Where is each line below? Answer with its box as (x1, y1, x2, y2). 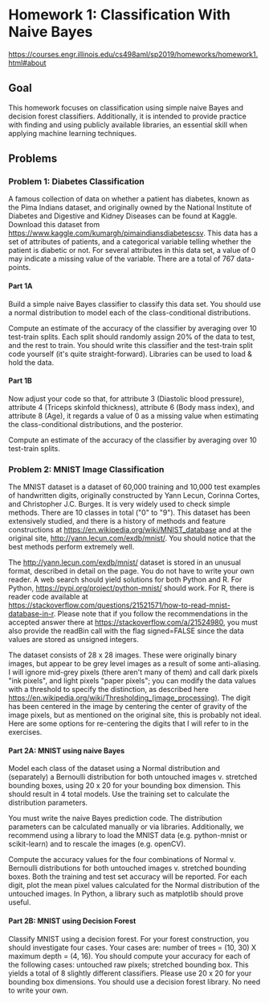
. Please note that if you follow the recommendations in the (53, 609, 249, 619)
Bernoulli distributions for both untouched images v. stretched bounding (8, 864, 247, 873)
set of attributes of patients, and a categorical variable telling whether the (8, 237, 251, 247)
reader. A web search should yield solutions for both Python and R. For (8, 574, 243, 585)
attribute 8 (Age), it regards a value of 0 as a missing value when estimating (8, 411, 259, 421)
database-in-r (8, 609, 55, 619)
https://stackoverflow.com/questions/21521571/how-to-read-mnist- (8, 600, 231, 610)
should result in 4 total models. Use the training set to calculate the (8, 790, 230, 799)
